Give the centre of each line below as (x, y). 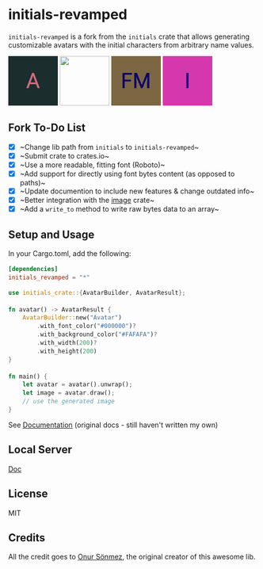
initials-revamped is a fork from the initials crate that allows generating (129, 36)
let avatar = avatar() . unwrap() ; (78, 385)
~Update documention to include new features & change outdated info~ (137, 191)
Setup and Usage (51, 234)
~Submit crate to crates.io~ (64, 155)
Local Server (40, 450)
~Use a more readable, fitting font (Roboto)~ (92, 165)
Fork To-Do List (47, 128)
